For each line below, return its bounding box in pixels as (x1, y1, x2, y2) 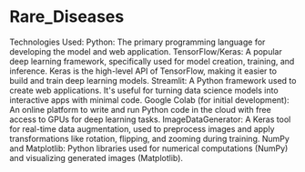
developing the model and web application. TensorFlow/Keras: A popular (9, 46, 282, 56)
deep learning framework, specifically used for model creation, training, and (9, 56, 295, 66)
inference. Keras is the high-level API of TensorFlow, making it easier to (9, 66, 278, 76)
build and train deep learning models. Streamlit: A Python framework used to (9, 75, 297, 86)
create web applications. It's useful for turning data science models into (9, 85, 280, 96)
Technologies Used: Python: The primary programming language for (9, 36, 266, 47)
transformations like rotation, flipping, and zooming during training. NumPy (9, 133, 290, 144)
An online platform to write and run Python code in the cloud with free (9, 104, 271, 115)
